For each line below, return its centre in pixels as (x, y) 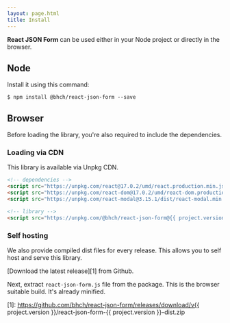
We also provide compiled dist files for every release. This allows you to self (114, 250)
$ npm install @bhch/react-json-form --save (72, 97)
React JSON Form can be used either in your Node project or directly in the (114, 39)
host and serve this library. (44, 257)
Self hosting (28, 235)
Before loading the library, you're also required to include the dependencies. (115, 135)
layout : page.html (33, 13)
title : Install (29, 20)
